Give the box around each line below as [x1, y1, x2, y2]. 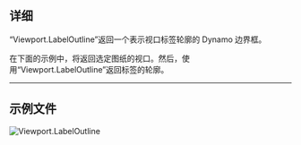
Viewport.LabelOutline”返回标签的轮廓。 [21, 64, 169, 74]
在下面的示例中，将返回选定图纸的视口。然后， [9, 53, 182, 64]
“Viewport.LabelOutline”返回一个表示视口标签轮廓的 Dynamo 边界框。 [9, 34, 267, 45]
